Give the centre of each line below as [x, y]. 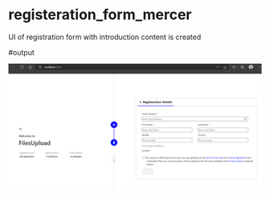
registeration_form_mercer [100, 15]
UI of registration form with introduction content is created [105, 37]
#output [21, 52]
